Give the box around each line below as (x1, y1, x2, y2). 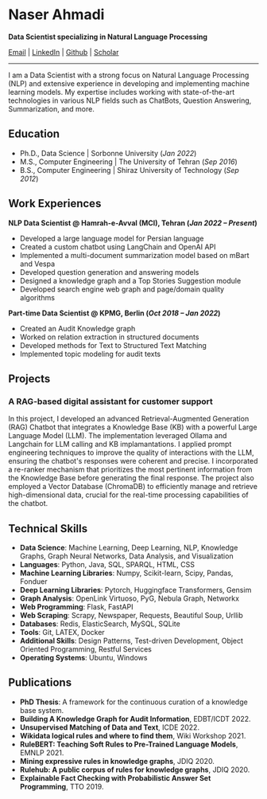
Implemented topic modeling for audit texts (19, 349, 161, 358)
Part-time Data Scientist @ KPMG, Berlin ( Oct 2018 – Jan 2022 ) (8, 308, 221, 318)
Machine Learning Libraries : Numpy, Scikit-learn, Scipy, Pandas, (19, 568, 234, 578)
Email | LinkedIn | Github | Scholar (8, 47, 119, 57)
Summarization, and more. (8, 104, 95, 113)
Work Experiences (8, 197, 102, 210)
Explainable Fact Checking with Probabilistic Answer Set (19, 773, 211, 782)
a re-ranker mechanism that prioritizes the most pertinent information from (8, 464, 253, 475)
